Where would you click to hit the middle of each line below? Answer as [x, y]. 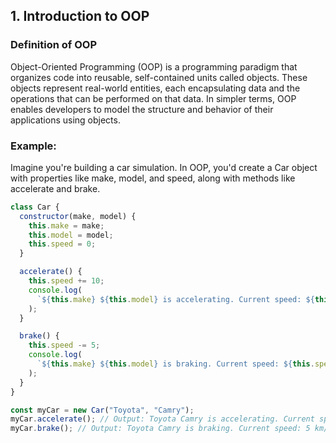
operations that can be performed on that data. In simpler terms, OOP [153, 98]
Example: [33, 146]
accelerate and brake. [55, 188]
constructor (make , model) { [78, 216]
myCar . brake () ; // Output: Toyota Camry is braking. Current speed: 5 [160, 429]
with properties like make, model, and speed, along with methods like [153, 178]
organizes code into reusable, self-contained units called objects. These [159, 77]
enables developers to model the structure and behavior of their [142, 109]
